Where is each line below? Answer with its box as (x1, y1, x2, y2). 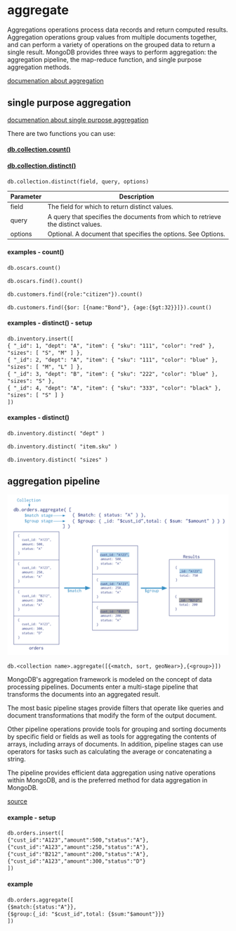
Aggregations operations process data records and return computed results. (7, 25, 228, 34)
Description (119, 192, 155, 201)
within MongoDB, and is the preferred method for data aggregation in (7, 776, 208, 785)
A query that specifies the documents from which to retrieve (47, 212, 221, 220)
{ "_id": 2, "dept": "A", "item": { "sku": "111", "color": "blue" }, (7, 356, 218, 363)
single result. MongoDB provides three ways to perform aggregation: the (7, 48, 218, 56)
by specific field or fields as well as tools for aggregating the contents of (7, 732, 217, 741)
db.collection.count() (7, 145, 72, 154)
